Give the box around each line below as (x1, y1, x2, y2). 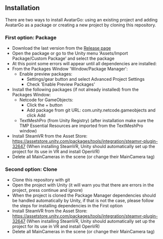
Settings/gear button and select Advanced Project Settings (26, 76, 145, 82)
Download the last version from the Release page (12, 45, 111, 51)
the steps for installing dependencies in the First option (12, 203, 123, 209)
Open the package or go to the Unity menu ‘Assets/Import (12, 51, 128, 56)
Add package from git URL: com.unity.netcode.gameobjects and (26, 107, 156, 113)
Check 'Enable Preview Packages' (26, 81, 95, 87)
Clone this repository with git (12, 177, 71, 183)
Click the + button (26, 102, 63, 108)
